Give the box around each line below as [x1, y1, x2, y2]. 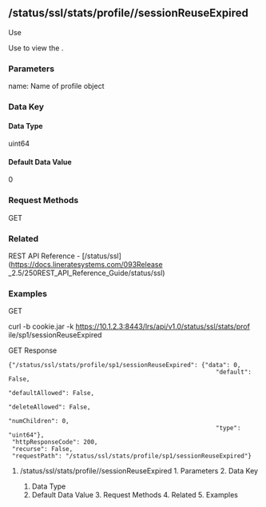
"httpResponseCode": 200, [11, 438, 98, 446]
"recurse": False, [11, 445, 73, 453]
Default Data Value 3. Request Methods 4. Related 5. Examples [31, 490, 238, 500]
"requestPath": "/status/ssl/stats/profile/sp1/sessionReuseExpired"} [11, 452, 252, 461]
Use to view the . [8, 43, 64, 53]
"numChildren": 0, [8, 417, 69, 425]
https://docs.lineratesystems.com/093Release [10, 260, 163, 269]
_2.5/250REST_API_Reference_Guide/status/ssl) [8, 268, 165, 278]
